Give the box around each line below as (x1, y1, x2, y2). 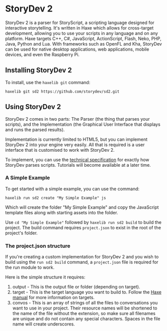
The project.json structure (5, 242, 71, 249)
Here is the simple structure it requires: (5, 274, 85, 280)
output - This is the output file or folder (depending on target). (12, 284, 140, 290)
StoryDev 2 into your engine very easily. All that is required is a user (5, 141, 145, 148)
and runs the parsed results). (5, 126, 65, 133)
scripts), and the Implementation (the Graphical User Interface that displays (5, 121, 161, 127)
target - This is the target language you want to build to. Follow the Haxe (12, 289, 161, 295)
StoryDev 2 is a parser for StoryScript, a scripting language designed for (5, 20, 154, 26)
